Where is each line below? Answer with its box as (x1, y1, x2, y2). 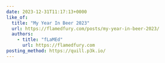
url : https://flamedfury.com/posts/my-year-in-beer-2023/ (11, 25, 160, 32)
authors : (11, 31, 34, 37)
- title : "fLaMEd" (17, 37, 63, 43)
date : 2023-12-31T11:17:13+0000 (6, 8, 87, 15)
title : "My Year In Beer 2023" (11, 20, 90, 26)
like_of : (6, 14, 28, 20)
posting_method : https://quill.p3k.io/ (6, 48, 106, 54)
